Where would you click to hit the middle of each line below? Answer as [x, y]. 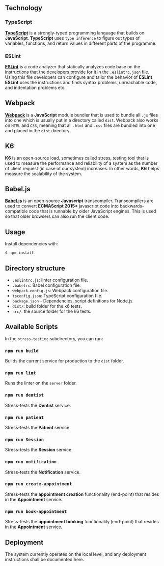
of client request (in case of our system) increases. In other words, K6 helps [82, 168]
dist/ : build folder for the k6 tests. [47, 306]
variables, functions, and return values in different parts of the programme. [81, 43]
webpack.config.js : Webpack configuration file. [60, 290]
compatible [16, 211]
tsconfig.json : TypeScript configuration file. [57, 296]
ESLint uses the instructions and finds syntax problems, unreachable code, [81, 82]
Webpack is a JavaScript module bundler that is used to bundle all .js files [82, 115]
